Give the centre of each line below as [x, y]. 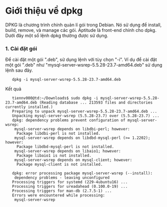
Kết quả [13, 89]
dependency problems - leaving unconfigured [62, 178]
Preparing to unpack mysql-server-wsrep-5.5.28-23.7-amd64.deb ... [85, 112]
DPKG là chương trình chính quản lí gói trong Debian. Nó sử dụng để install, [83, 25]
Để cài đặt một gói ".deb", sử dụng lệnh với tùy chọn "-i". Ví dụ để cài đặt [81, 60]
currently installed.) [29, 107]
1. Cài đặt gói [21, 48]
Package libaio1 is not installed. [54, 156]
